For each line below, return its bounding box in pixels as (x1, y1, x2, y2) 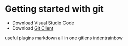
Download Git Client (12, 25, 54, 31)
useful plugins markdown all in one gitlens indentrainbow (5, 35, 123, 41)
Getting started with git (5, 3, 104, 15)
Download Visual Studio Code (12, 20, 74, 26)
